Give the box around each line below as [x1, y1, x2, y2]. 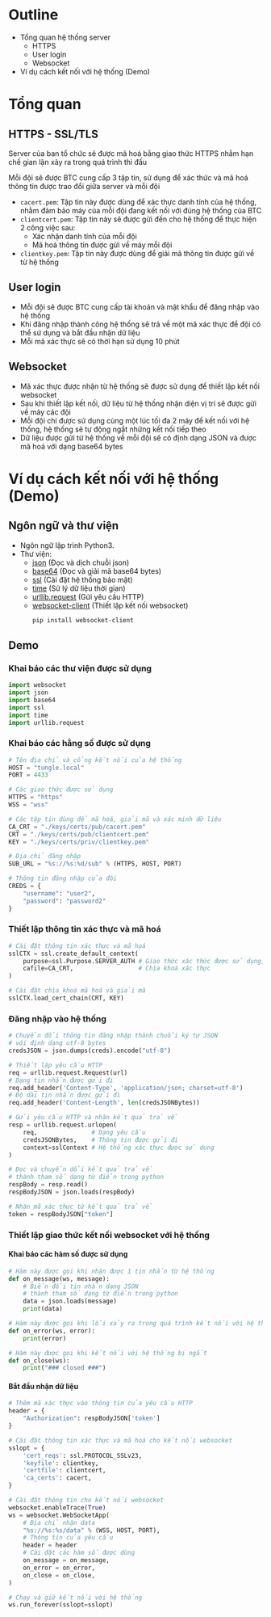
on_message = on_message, [23, 1556, 110, 1564]
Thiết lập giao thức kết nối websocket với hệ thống [8, 1229, 210, 1240]
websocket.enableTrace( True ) [8, 1503, 106, 1512]
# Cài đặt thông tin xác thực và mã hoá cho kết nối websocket [8, 1436, 232, 1444]
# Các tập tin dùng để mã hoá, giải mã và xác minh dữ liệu [8, 815, 222, 823]
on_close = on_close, [23, 1571, 95, 1579]
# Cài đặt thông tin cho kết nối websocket [8, 1497, 164, 1505]
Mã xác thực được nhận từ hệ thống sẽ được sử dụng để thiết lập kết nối [19, 381, 261, 391]
